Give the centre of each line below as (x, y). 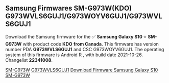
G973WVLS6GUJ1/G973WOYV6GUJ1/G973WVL (84, 16)
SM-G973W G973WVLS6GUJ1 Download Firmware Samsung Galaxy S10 (82, 70)
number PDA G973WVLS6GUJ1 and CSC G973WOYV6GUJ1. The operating (85, 49)
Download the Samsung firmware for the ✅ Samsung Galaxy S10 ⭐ (76, 36)
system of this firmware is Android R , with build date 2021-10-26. (74, 55)
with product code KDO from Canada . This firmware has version (91, 44)
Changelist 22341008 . (29, 60)
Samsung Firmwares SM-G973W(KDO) (69, 8)
